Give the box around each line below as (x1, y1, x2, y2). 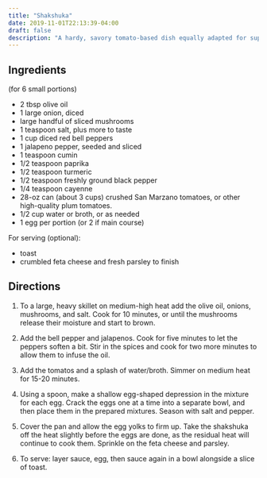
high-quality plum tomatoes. (19, 201, 113, 210)
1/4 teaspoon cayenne (19, 184, 93, 194)
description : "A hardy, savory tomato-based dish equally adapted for (8, 33, 247, 42)
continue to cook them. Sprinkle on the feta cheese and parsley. (19, 438, 230, 448)
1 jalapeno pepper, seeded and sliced (19, 142, 142, 152)
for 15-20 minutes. (19, 374, 80, 384)
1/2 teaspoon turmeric (19, 168, 93, 177)
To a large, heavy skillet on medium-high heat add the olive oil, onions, (19, 301, 252, 310)
